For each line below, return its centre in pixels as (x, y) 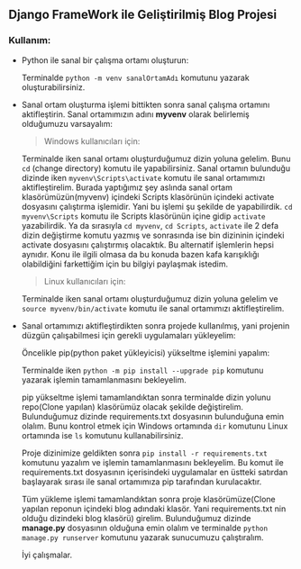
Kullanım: (30, 41)
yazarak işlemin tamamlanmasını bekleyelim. (104, 379)
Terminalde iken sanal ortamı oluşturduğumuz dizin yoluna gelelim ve (150, 298)
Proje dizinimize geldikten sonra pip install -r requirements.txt (144, 453)
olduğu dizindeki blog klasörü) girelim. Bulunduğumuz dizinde (136, 518)
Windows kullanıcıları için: (92, 141)
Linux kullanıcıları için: (85, 281)
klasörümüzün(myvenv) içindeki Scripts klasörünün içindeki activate (148, 196)
